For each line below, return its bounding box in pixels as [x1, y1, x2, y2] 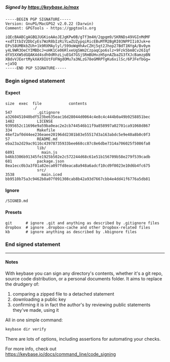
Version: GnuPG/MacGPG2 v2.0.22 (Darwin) [5, 21, 94, 26]
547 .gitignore [5, 110, 60, 115]
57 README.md [5, 137, 58, 142]
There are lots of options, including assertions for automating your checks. [5, 336, 161, 342]
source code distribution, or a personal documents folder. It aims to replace [5, 276, 162, 281]
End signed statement [5, 241, 61, 248]
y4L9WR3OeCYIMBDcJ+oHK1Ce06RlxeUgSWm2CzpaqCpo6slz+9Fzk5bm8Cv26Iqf [5, 48, 151, 53]
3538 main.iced [5, 172, 62, 177]
